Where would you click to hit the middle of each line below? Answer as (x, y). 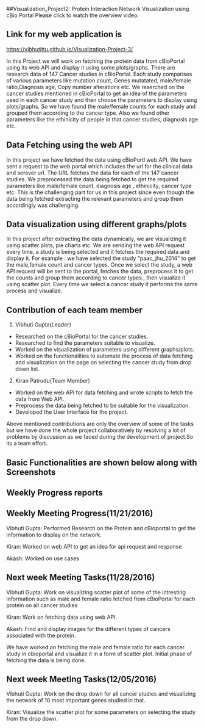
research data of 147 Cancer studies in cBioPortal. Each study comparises (99, 74)
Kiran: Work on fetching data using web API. (62, 617)
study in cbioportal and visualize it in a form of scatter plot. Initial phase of (99, 654)
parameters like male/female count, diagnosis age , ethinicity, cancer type (99, 186)
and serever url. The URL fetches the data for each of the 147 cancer (93, 173)
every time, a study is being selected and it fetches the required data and (98, 252)
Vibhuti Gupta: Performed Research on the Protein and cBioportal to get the (101, 528)
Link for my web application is (64, 34)
